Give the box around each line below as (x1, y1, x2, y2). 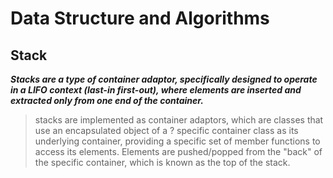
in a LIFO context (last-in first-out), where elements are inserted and (10, 84, 302, 96)
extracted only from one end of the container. (10, 95, 204, 106)
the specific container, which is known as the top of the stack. (34, 157, 291, 168)
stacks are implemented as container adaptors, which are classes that (34, 114, 324, 126)
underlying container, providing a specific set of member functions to (34, 135, 321, 147)
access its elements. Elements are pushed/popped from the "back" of (34, 146, 323, 157)
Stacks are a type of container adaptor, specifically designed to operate (10, 73, 318, 85)
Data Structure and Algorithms (10, 7, 270, 30)
